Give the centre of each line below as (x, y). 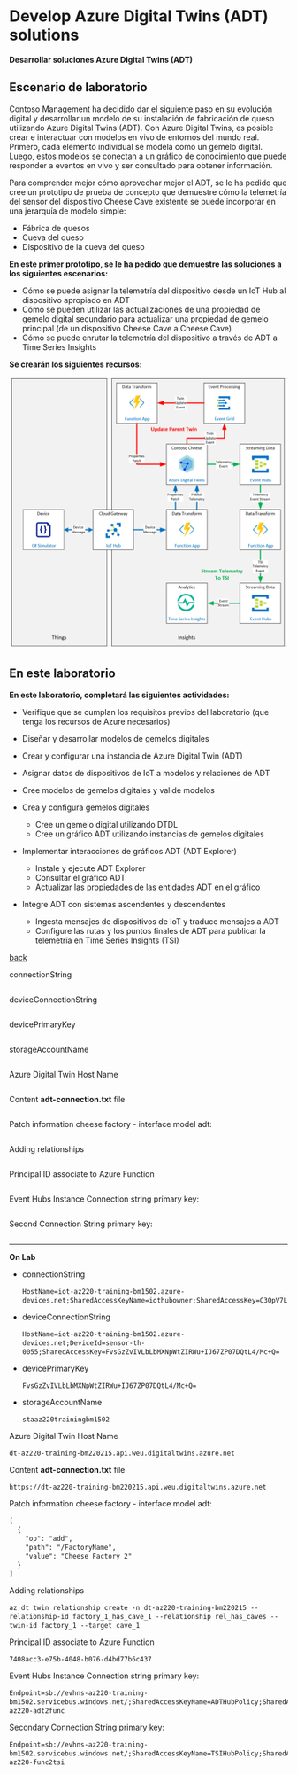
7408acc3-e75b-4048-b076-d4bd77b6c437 (80, 1659)
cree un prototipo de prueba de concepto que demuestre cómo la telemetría (148, 191)
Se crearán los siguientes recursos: (76, 364)
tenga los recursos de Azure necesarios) (96, 721)
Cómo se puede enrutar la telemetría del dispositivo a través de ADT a (150, 338)
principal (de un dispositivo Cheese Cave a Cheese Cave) (127, 328)
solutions (44, 35)
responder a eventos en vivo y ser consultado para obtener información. (141, 165)
